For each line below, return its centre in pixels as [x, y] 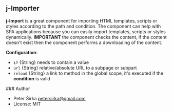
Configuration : [22, 52]
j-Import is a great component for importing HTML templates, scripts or [82, 20]
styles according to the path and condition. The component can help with [83, 26]
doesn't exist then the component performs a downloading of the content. [84, 42]
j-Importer [23, 8]
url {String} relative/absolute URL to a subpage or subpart [75, 68]
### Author [18, 88]
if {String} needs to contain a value [51, 62]
